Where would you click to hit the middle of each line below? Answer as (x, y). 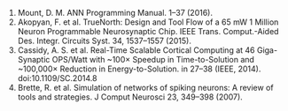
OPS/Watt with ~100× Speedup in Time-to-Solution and (153, 59)
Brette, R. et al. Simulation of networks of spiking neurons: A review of (145, 88)
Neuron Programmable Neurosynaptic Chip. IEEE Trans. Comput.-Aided (148, 31)
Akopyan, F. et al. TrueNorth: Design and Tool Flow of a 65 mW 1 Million (148, 22)
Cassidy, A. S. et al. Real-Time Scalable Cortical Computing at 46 (136, 50)
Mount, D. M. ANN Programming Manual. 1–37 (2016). (115, 13)
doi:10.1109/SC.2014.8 (57, 78)
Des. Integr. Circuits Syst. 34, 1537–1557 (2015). (105, 41)
